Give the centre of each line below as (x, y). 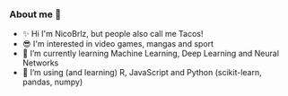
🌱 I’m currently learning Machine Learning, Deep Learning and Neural (151, 54)
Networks (40, 63)
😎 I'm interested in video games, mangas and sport (118, 44)
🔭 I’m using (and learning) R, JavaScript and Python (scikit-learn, (142, 73)
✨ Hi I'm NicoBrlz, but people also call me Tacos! (113, 34)
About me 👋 (35, 14)
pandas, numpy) (52, 82)
